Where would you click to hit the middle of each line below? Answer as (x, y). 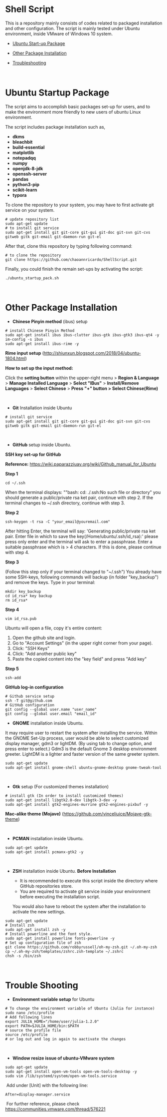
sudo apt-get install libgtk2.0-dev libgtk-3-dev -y (61, 800)
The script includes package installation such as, (55, 127)
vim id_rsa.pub (21, 619)
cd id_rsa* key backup (29, 596)
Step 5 (12, 669)
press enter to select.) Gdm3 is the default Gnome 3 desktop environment (81, 749)
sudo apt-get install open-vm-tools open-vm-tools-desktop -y (71, 1071)
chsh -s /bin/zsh (23, 956)
